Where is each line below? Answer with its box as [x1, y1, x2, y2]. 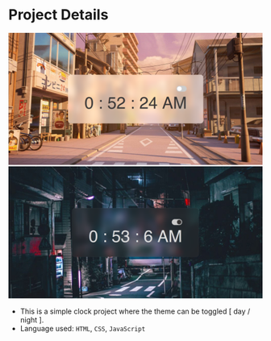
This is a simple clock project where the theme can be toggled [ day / [19, 306, 251, 316]
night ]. [19, 314, 44, 324]
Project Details [8, 6, 109, 24]
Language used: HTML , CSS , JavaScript [19, 323, 146, 333]
